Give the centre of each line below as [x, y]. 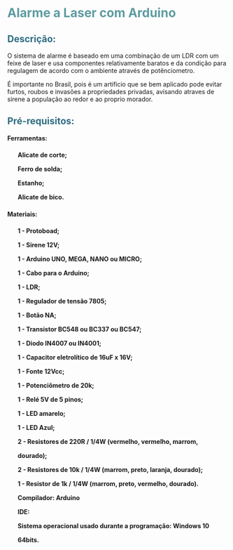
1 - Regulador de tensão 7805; [62, 301]
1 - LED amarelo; [41, 413]
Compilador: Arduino [49, 497]
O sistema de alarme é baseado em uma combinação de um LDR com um [113, 55]
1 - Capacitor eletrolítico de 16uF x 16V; [75, 357]
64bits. [28, 539]
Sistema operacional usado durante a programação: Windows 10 [113, 525]
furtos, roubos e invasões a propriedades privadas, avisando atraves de [111, 92]
